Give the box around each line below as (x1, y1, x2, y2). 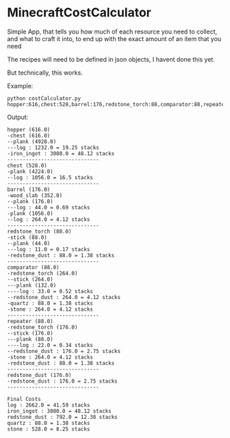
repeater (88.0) (7, 318, 53, 324)
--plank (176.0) (7, 198, 53, 205)
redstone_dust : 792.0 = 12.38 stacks (7, 413, 118, 420)
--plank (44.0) (7, 240, 51, 247)
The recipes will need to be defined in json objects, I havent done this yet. (7, 55, 216, 63)
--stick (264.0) (7, 276, 53, 283)
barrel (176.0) (7, 186, 51, 193)
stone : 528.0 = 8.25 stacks (7, 426, 90, 433)
